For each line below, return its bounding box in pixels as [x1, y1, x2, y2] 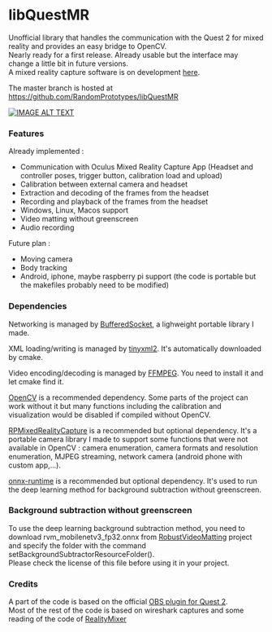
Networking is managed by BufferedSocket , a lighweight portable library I [8, 319, 254, 329]
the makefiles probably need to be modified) [19, 280, 169, 290]
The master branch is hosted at [8, 83, 114, 93]
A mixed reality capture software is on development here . [8, 67, 201, 77]
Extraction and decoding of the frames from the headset [19, 188, 209, 198]
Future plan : [8, 239, 51, 248]
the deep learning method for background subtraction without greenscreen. [8, 485, 262, 494]
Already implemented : [8, 147, 84, 156]
